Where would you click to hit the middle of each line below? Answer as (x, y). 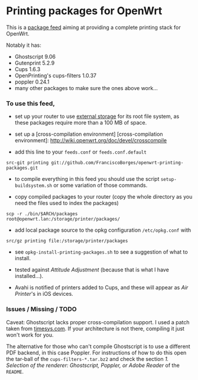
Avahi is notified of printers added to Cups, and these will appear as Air (101, 288)
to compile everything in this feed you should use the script (87, 179)
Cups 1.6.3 (27, 69)
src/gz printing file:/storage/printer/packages (67, 241)
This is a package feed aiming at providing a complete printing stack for (94, 27)
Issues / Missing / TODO (41, 309)
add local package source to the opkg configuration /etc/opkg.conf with (103, 230)
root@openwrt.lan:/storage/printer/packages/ (63, 219)
